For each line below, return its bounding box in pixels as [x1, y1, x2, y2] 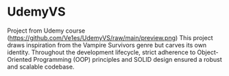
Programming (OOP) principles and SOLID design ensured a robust [33, 55, 223, 63]
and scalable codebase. [7, 62, 75, 71]
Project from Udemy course [7, 26, 86, 35]
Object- [197, 48, 219, 56]
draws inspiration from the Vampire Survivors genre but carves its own [7, 41, 207, 49]
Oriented [7, 55, 32, 63]
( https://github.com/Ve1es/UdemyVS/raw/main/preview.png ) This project [7, 33, 213, 41]
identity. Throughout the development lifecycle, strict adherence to [7, 48, 196, 56]
